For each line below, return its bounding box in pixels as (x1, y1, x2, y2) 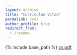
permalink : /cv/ (5, 16, 39, 21)
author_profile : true (5, 21, 50, 26)
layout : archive (5, 7, 39, 12)
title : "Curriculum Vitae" (5, 12, 61, 17)
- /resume (9, 30, 30, 35)
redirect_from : (5, 26, 37, 31)
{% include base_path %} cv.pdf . (5, 44, 73, 50)
